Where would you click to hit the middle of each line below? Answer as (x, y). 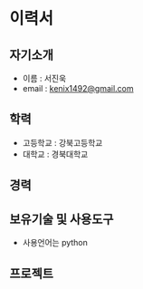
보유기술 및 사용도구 (62, 219)
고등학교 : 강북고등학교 (62, 142)
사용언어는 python (55, 243)
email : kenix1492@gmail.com (78, 88)
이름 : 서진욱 (44, 78)
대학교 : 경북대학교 (55, 154)
